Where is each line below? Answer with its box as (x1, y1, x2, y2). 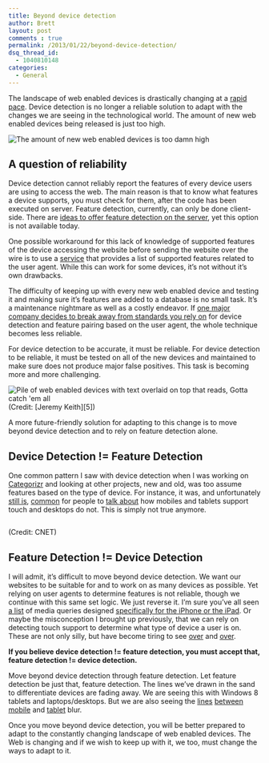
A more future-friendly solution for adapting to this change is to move (8, 418, 238, 428)
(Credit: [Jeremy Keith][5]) (8, 402, 96, 412)
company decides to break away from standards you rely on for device (8, 311, 243, 321)
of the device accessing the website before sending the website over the (8, 245, 249, 255)
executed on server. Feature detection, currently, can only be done (8, 204, 229, 214)
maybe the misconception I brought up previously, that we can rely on (8, 614, 239, 624)
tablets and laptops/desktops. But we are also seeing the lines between (8, 697, 244, 706)
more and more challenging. (8, 370, 102, 379)
